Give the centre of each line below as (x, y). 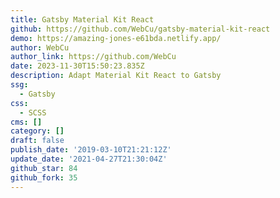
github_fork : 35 (44, 177)
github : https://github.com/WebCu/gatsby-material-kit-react (140, 29)
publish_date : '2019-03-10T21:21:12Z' (91, 150)
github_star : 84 (44, 168)
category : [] (37, 131)
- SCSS (33, 112)
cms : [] (26, 122)
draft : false (37, 141)
